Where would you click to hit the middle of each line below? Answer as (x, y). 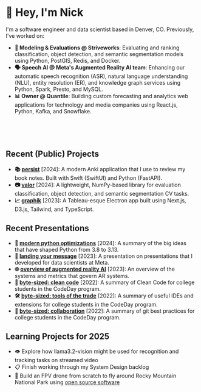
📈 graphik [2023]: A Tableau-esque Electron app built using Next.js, (100, 200)
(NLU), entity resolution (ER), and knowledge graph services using (97, 82)
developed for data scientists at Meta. (62, 262)
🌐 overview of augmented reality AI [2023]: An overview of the (95, 269)
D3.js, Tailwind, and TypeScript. (54, 209)
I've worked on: (25, 35)
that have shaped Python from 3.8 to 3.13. (66, 249)
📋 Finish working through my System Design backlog (82, 367)
